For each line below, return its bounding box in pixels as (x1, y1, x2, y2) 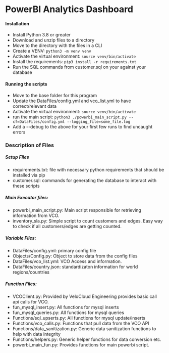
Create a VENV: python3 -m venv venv (12, 48, 92, 54)
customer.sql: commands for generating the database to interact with (12, 178, 157, 184)
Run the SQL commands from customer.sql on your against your (12, 64, 146, 70)
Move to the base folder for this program (12, 92, 97, 98)
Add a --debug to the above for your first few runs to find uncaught (12, 123, 153, 129)
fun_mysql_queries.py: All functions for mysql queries (12, 310, 125, 316)
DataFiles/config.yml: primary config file (12, 248, 96, 254)
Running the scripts (5, 81, 47, 87)
